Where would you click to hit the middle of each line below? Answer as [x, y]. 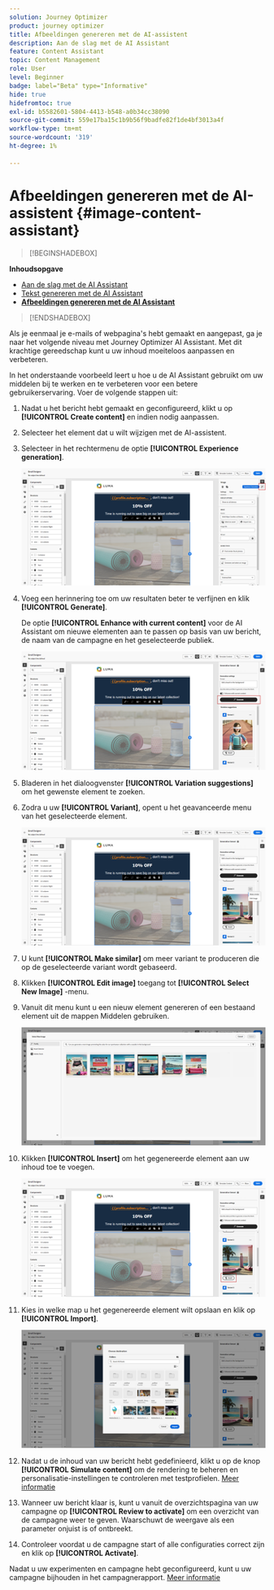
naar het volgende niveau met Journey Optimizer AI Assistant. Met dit [126, 342]
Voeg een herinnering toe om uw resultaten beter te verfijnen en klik [135, 599]
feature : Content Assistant [57, 52]
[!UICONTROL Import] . [59, 1318]
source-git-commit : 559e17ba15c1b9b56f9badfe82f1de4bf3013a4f [117, 120]
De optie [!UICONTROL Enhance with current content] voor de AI [132, 623]
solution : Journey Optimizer [59, 17]
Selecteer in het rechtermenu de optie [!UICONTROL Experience [130, 448]
